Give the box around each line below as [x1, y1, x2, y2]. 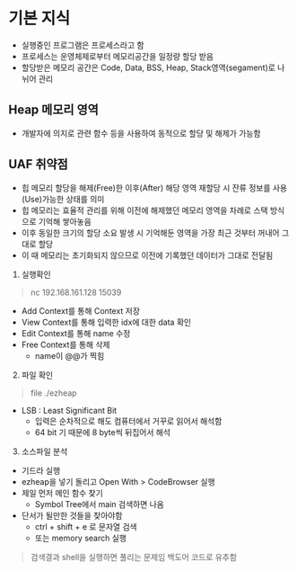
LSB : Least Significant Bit [21, 405, 118, 415]
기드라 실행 [21, 465, 61, 476]
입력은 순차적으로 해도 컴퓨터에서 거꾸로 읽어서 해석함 [34, 415, 223, 426]
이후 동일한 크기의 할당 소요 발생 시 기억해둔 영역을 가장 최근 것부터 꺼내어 [21, 227, 280, 238]
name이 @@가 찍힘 [34, 350, 105, 361]
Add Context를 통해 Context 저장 [21, 305, 141, 316]
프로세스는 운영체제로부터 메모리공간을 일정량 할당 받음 [21, 50, 214, 61]
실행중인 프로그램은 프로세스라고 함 [21, 40, 144, 50]
